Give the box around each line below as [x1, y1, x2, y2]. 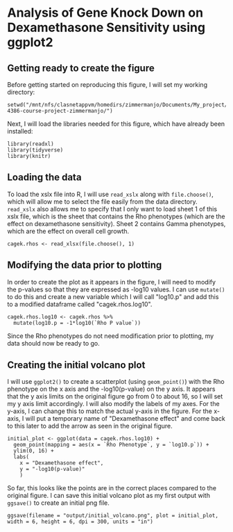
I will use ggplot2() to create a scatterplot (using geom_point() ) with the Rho [7, 378, 225, 386]
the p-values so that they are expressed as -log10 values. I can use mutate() [7, 285, 225, 293]
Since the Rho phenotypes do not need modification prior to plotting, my [7, 332, 214, 340]
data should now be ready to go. [7, 339, 101, 347]
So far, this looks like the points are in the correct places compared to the [7, 484, 217, 492]
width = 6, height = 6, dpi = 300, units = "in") [7, 518, 154, 526]
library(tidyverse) [7, 147, 64, 154]
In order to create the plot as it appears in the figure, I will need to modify [7, 277, 216, 286]
